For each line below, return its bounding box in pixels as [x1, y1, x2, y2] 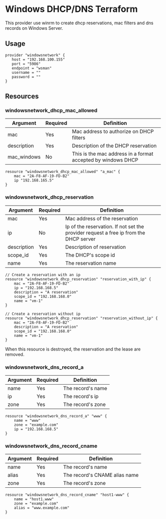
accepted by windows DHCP [72, 157, 138, 164]
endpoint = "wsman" [11, 65, 52, 70]
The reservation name [65, 259, 117, 266]
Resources [5, 92, 39, 101]
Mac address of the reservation [65, 215, 138, 222]
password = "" [11, 74, 41, 79]
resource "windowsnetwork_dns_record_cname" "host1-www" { [5, 492, 129, 498]
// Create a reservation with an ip [5, 272, 81, 277]
